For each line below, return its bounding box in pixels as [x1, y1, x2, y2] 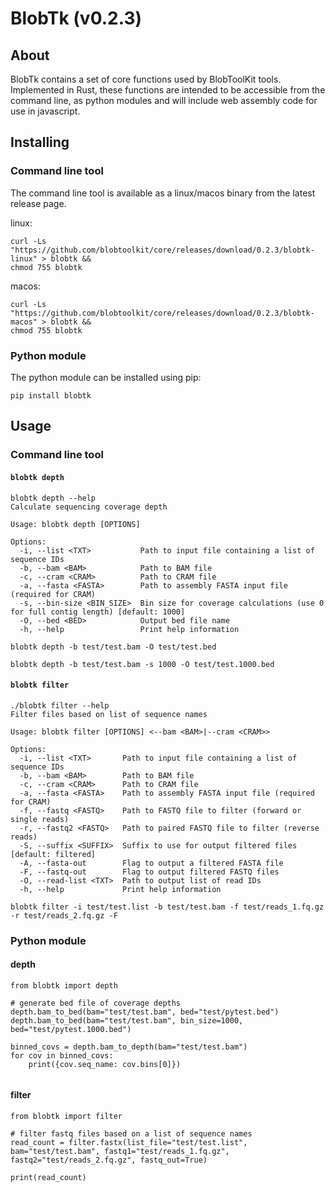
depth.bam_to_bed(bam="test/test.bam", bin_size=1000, [10, 1015, 244, 1026]
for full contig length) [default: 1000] [10, 607, 186, 617]
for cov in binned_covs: [10, 1050, 114, 1061]
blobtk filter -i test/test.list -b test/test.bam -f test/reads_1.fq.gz [10, 902, 325, 912]
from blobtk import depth [10, 980, 118, 991]
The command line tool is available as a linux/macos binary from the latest [10, 187, 316, 199]
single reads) [10, 814, 70, 824]
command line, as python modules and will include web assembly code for [10, 95, 318, 106]
